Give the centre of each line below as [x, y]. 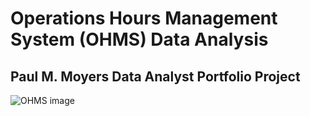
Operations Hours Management [144, 18]
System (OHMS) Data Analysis [139, 39]
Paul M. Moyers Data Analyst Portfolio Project [155, 76]
